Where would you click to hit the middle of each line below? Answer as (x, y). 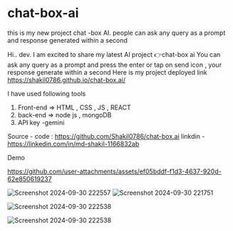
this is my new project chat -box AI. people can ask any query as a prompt (116, 33)
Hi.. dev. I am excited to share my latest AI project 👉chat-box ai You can (114, 54)
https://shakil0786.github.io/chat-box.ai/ (67, 80)
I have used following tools (47, 93)
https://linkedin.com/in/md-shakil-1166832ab (73, 144)
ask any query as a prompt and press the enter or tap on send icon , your (115, 65)
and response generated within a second (68, 40)
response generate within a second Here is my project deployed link (108, 72)
